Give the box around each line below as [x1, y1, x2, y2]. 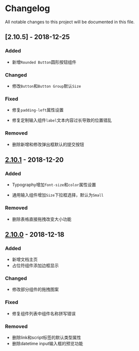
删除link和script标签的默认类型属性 [12, 335, 81, 340]
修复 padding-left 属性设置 [12, 107, 64, 113]
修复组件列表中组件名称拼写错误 [12, 310, 76, 316]
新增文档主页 [12, 257, 38, 262]
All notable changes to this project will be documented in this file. [5, 19, 135, 25]
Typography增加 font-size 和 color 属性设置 [12, 182, 97, 188]
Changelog [5, 3, 50, 14]
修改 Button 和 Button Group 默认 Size [12, 83, 81, 89]
